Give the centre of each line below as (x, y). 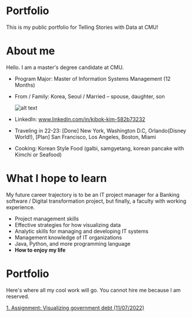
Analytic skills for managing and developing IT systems (82, 231)
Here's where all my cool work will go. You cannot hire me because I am (93, 290)
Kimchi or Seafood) (38, 154)
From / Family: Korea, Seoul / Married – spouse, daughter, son (90, 96)
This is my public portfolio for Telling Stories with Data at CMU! (82, 27)
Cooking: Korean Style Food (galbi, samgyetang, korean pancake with (99, 148)
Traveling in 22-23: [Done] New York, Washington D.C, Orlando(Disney (100, 130)
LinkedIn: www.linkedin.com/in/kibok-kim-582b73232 (80, 119)
